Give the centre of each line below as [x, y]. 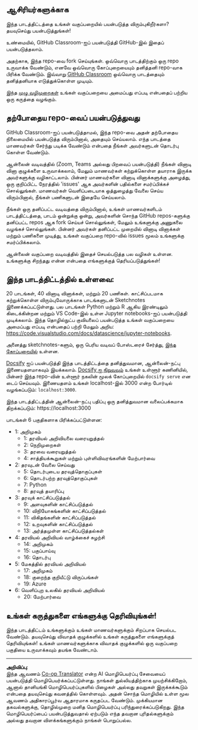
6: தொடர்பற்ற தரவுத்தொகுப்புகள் [61, 478]
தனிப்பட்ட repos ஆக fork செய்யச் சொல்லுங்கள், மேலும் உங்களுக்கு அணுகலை [94, 222]
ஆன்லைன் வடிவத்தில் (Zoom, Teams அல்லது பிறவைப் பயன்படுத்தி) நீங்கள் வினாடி [99, 164]
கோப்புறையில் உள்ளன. [33, 351]
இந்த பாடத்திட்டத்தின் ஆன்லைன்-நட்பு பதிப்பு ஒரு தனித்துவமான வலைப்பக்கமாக [95, 402]
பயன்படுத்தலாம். [25, 49]
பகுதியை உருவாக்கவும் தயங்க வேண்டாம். [52, 650]
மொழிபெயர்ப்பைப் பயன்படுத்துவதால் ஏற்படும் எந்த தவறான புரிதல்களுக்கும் [90, 713]
